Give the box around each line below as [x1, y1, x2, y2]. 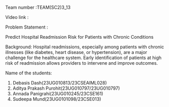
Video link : [5, 14, 29, 20]
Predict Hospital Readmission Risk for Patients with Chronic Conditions [5, 34, 154, 40]
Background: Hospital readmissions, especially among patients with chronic [5, 44, 164, 50]
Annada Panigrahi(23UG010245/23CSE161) [12, 91, 103, 96]
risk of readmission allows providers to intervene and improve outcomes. [5, 60, 158, 66]
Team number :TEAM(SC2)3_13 [5, 5, 71, 10]
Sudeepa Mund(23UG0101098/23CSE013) [12, 96, 101, 102]
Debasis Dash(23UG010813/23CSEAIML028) [12, 80, 107, 86]
